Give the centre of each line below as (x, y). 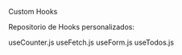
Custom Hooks (33, 12)
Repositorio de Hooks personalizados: (72, 27)
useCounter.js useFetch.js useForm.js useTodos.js (91, 42)
